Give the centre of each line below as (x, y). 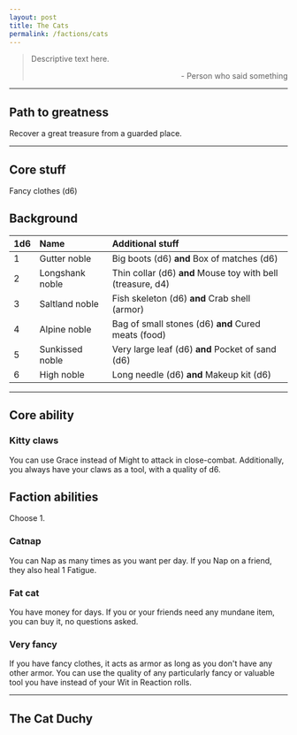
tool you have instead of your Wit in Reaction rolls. (101, 683)
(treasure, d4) (141, 284)
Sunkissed (61, 348)
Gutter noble (65, 258)
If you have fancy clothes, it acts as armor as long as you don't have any (141, 663)
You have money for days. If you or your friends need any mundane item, (142, 612)
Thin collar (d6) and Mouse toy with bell (195, 272)
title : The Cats (39, 26)
